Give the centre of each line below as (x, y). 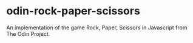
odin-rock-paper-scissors (73, 11)
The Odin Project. (28, 33)
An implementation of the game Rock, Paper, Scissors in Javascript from (97, 27)
